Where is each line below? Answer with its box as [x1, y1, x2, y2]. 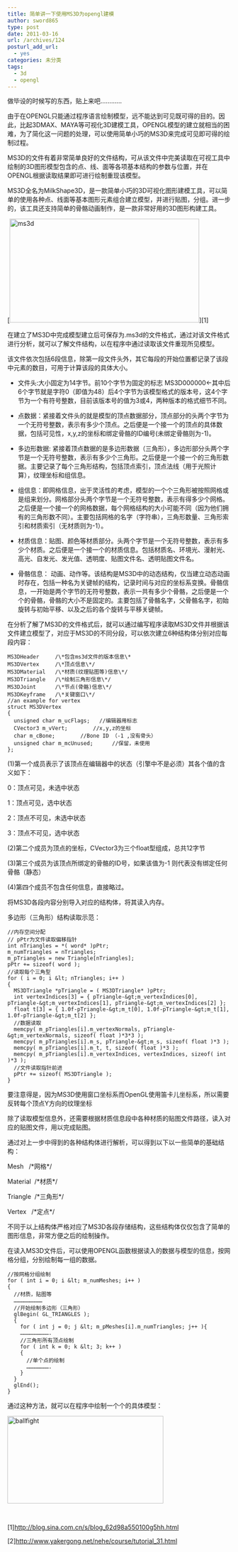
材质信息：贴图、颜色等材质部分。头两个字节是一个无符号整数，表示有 [17, 537, 223, 546]
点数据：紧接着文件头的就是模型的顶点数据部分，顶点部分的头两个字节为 [17, 411, 229, 420]
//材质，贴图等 [13, 1291, 52, 1298]
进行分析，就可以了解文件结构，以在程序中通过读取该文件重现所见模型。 [7, 340, 218, 348]
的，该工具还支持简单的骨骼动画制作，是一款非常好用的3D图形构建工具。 [7, 204, 221, 213]
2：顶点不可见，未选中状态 [7, 814, 86, 823]
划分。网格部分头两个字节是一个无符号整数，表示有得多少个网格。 [36, 495, 229, 504]
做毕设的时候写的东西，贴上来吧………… [7, 97, 123, 105]
